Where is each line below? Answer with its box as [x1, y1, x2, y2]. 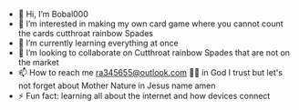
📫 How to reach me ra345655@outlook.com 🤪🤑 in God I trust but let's [17, 67, 284, 77]
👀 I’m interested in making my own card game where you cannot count [17, 18, 284, 29]
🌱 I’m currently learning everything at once [17, 37, 180, 48]
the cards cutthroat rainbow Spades [17, 28, 153, 38]
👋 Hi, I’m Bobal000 [17, 9, 89, 19]
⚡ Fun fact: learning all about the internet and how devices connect [17, 91, 271, 101]
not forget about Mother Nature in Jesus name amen [17, 80, 216, 91]
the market [17, 57, 59, 67]
